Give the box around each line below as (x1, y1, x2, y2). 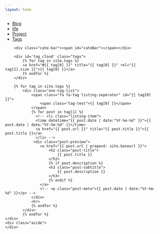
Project (12, 31, 27, 37)
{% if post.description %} (48, 160, 104, 166)
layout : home (5, 7, 32, 12)
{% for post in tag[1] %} (31, 109, 84, 115)
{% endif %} (48, 177, 73, 183)
